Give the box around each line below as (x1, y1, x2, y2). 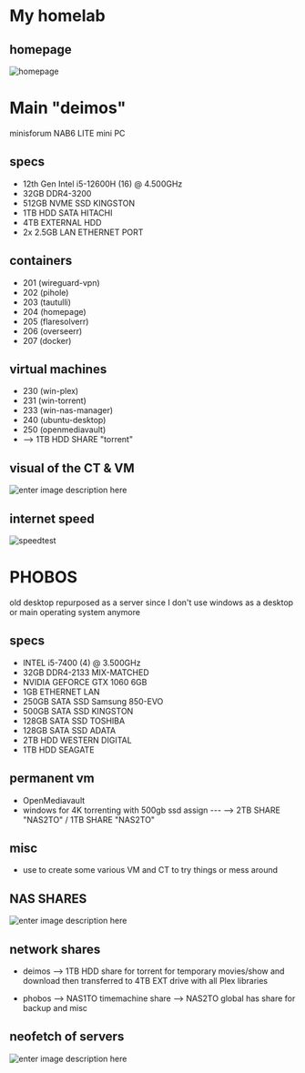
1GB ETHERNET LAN (22, 686, 100, 697)
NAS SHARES (9, 891, 87, 906)
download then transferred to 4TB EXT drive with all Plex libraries (22, 976, 269, 986)
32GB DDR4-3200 (22, 187, 92, 198)
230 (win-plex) (22, 386, 79, 397)
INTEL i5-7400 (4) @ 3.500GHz (22, 657, 141, 668)
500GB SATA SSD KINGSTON (22, 705, 134, 716)
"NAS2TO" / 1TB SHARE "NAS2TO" (22, 814, 156, 825)
